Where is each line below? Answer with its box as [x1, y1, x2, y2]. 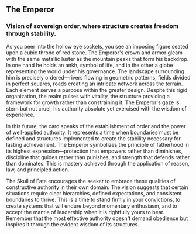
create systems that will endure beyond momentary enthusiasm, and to [6, 202, 177, 209]
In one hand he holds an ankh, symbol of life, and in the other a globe [6, 61, 173, 68]
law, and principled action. [6, 166, 70, 173]
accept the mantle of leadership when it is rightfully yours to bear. [6, 208, 165, 215]
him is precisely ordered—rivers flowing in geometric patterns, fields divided [6, 74, 191, 81]
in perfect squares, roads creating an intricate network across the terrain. [6, 80, 183, 87]
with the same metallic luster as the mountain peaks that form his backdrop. [6, 55, 189, 62]
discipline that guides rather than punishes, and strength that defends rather [6, 153, 190, 160]
